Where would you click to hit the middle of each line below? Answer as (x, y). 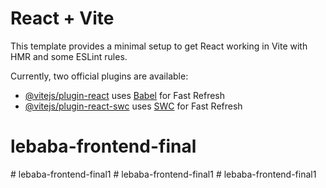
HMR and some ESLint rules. (69, 56)
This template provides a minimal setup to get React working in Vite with (159, 46)
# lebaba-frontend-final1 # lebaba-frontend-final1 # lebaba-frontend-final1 (163, 174)
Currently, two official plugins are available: (99, 76)
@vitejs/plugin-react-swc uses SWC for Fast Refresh (133, 106)
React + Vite (62, 18)
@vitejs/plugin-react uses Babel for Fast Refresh (125, 95)
